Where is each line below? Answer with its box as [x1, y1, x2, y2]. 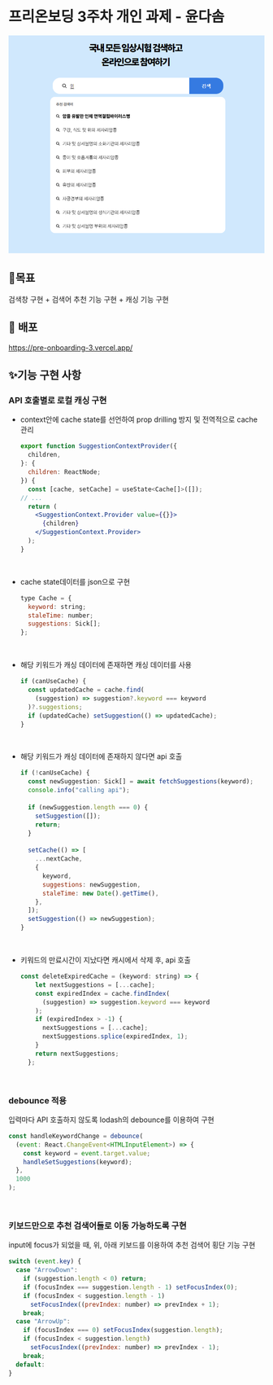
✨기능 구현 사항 [8, 368, 82, 383]
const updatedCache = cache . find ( [28, 686, 145, 695]
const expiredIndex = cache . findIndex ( [35, 989, 171, 997]
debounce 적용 [8, 1094, 67, 1106]
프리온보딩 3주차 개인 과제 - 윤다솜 [8, 7, 225, 26]
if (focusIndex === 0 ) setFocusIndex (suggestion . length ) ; [23, 1326, 223, 1335]
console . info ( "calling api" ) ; [28, 787, 130, 795]
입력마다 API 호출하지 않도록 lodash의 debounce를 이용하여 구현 [8, 1115, 214, 1124]
